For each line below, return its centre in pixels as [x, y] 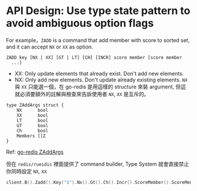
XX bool [33, 115]
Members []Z [31, 136]
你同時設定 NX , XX [26, 171]
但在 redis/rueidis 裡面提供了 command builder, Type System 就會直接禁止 [98, 164]
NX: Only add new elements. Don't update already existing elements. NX [101, 80]
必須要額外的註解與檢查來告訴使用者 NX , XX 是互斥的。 [84, 94]
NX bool [33, 110]
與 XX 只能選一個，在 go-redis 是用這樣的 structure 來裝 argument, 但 [98, 87]
